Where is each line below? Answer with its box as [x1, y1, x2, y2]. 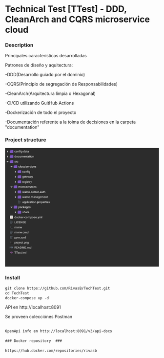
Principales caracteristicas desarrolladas [5, 53, 87, 59]
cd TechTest [5, 291, 29, 296]
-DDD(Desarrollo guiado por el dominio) [5, 72, 85, 78]
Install [5, 274, 20, 281]
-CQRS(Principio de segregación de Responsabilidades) [5, 81, 118, 87]
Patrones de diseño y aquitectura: [5, 62, 73, 68]
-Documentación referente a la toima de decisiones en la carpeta [5, 119, 136, 125]
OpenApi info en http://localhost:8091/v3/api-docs [5, 329, 112, 334]
